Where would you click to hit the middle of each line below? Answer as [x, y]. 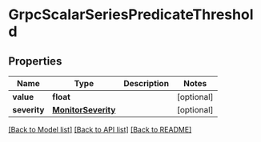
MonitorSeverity [84, 110]
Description [147, 83]
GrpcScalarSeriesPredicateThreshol [131, 15]
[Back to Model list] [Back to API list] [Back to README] [100, 130]
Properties [35, 61]
